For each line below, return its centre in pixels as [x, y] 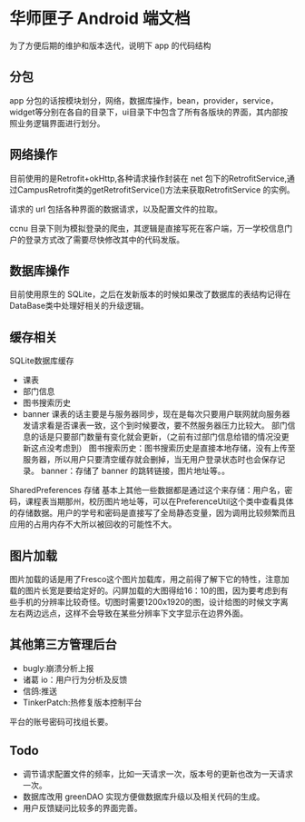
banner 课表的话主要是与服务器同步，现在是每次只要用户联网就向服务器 [156, 414]
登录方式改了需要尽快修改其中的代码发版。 [104, 239]
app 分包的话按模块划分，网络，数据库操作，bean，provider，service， [144, 100]
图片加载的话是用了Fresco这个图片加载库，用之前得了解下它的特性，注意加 [149, 579]
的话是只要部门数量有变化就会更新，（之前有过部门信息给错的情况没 [156, 437]
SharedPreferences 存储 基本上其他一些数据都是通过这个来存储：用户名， [147, 490]
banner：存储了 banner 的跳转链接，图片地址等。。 [135, 471]
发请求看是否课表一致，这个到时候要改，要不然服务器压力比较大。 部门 [155, 426]
